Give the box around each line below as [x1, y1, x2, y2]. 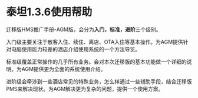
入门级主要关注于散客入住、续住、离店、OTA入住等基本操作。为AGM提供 [6, 38, 184, 45]
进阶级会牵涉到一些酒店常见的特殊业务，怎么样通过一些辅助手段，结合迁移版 [6, 77, 192, 85]
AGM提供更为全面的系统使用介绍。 [21, 65, 106, 72]
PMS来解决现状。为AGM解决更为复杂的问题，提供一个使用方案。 [6, 85, 164, 92]
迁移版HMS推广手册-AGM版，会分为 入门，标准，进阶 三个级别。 [6, 26, 161, 33]
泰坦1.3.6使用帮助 [6, 5, 93, 19]
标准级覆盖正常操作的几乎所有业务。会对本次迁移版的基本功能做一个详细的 [6, 58, 187, 65]
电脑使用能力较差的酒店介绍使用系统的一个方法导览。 [11, 45, 140, 53]
